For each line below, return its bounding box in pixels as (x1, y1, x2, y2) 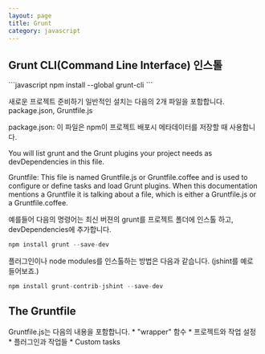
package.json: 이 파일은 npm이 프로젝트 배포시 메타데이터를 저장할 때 (8, 122, 228, 132)
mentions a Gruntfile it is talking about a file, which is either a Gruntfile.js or (8, 189, 257, 199)
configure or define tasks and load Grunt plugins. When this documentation (8, 181, 259, 191)
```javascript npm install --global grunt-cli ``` (8, 80, 153, 90)
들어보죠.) (8, 267, 39, 276)
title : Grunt (8, 19, 52, 27)
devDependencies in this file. (8, 157, 104, 167)
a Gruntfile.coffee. (8, 198, 68, 208)
